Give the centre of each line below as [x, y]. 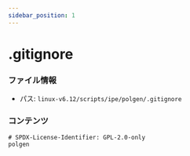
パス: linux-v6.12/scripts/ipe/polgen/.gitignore [100, 99]
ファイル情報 [33, 80]
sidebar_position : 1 [42, 15]
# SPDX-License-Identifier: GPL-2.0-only [77, 138]
